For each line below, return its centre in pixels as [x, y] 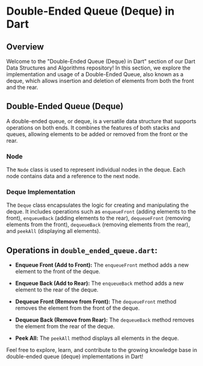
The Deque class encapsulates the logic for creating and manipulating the [98, 205]
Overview [25, 47]
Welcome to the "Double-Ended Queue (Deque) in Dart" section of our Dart [101, 61]
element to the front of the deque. [58, 271]
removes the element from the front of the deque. [77, 308]
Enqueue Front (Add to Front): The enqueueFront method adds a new [102, 265]
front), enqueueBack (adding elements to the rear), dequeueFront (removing [98, 218]
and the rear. [22, 87]
